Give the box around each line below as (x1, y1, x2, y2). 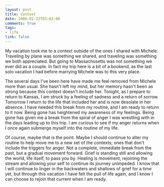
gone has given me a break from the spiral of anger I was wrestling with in (5, 115, 155, 120)
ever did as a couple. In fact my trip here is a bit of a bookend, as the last (5, 63, 152, 69)
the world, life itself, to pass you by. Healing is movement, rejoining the (5, 155, 148, 161)
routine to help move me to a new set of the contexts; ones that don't (5, 140, 144, 145)
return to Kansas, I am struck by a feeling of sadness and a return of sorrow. (5, 93, 159, 99)
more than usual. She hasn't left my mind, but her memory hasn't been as (5, 83, 153, 89)
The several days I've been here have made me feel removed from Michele (5, 78, 156, 84)
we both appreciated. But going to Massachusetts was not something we (5, 58, 152, 64)
